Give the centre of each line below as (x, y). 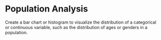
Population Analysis (47, 9)
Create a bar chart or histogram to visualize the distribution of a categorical (81, 22)
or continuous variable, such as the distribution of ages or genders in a (76, 27)
